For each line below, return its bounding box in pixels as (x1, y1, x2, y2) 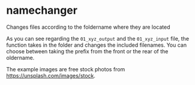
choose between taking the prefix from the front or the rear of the (6, 47, 169, 54)
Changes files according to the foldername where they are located (6, 23, 170, 31)
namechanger (6, 4, 78, 17)
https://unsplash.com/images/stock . (6, 72, 96, 79)
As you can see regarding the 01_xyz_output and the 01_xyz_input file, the (6, 35, 190, 42)
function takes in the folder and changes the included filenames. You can (6, 41, 187, 48)
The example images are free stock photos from (6, 65, 125, 72)
